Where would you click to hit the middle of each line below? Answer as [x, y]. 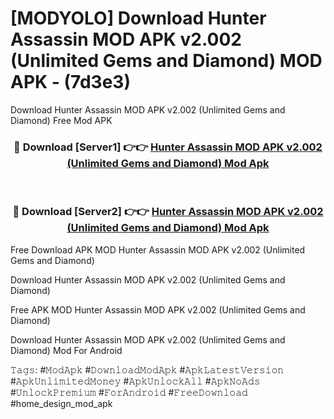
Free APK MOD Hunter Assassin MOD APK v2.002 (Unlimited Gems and [158, 309]
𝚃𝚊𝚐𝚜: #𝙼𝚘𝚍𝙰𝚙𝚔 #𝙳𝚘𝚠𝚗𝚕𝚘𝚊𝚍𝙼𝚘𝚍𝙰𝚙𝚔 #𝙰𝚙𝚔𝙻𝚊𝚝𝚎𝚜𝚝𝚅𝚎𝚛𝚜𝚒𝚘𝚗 [147, 369]
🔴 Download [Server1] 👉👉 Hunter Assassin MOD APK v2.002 [168, 147]
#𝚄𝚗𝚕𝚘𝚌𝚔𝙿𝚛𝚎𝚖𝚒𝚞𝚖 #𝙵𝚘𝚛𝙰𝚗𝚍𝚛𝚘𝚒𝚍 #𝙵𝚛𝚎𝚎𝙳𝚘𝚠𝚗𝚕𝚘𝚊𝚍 [129, 392]
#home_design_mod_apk [61, 403]
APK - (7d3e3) [70, 82]
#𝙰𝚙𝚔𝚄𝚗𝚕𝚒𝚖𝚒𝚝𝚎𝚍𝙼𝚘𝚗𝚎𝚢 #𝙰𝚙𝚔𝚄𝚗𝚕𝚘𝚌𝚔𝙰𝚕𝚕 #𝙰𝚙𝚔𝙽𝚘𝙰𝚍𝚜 [135, 381]
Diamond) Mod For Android [66, 350]
